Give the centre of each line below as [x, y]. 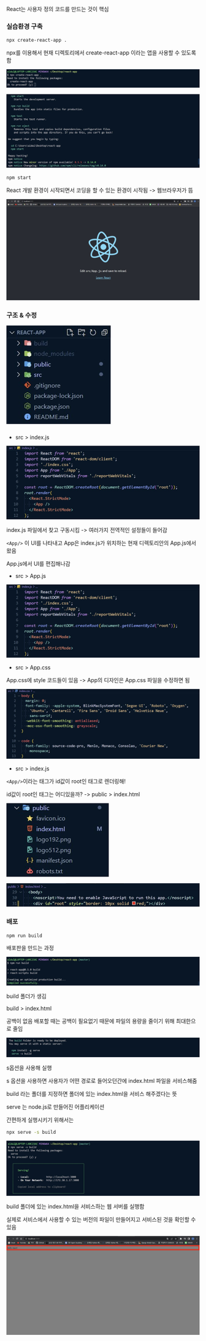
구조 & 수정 [21, 315]
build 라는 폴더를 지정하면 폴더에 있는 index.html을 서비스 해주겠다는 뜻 [92, 1094]
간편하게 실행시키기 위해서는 [40, 1120]
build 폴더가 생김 [27, 996]
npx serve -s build [31, 1133]
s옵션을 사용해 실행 [29, 1068]
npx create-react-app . [37, 40]
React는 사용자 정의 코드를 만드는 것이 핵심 [58, 9]
